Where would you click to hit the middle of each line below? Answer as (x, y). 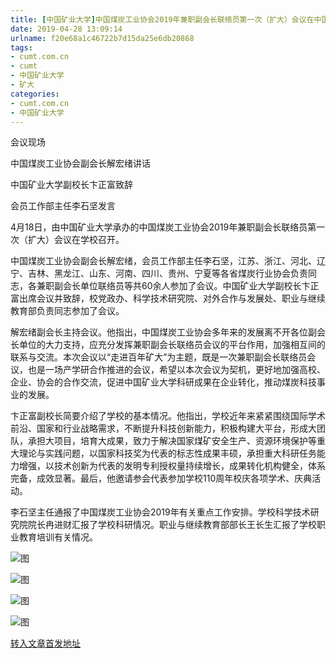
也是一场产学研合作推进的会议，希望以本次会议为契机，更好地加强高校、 (176, 370)
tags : (21, 47)
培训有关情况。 (67, 537)
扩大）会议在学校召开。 (76, 240)
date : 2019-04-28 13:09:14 (66, 29)
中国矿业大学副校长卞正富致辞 (71, 185)
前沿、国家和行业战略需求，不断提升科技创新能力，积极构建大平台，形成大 (163, 428)
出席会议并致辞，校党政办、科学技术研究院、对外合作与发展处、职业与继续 (172, 298)
